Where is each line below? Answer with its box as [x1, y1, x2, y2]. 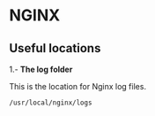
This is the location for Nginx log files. [9, 81, 147, 91]
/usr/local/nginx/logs [9, 98, 92, 107]
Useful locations [9, 41, 101, 56]
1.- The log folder [9, 64, 73, 74]
